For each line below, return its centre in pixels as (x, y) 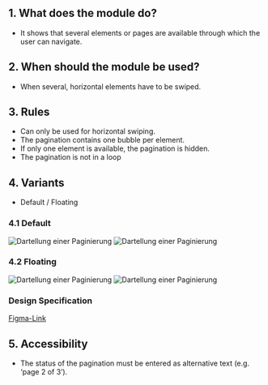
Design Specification (51, 301)
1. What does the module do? (83, 13)
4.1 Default (30, 224)
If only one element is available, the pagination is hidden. (115, 148)
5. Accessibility (48, 344)
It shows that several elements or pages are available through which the (140, 32)
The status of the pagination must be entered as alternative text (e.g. (134, 363)
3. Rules (29, 112)
